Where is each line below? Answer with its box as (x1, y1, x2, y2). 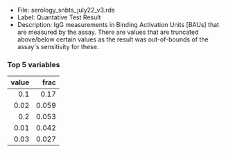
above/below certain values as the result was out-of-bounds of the (17, 35, 209, 44)
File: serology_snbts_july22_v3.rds (17, 6, 115, 14)
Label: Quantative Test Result (17, 13, 101, 21)
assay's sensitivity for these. (17, 43, 99, 51)
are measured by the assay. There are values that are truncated (17, 28, 199, 36)
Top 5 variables (7, 60, 60, 69)
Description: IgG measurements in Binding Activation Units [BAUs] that (17, 21, 220, 28)
